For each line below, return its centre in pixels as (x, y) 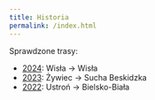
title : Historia (39, 17)
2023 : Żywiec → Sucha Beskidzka (85, 77)
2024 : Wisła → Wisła (60, 68)
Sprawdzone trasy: (43, 50)
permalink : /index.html (53, 26)
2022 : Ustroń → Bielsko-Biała (76, 87)
